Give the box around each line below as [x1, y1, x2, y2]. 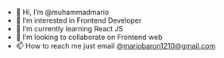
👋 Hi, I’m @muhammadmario [15, 8, 110, 16]
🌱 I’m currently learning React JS [15, 24, 124, 33]
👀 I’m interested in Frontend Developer [15, 16, 142, 25]
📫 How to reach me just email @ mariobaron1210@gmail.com [15, 42, 216, 50]
